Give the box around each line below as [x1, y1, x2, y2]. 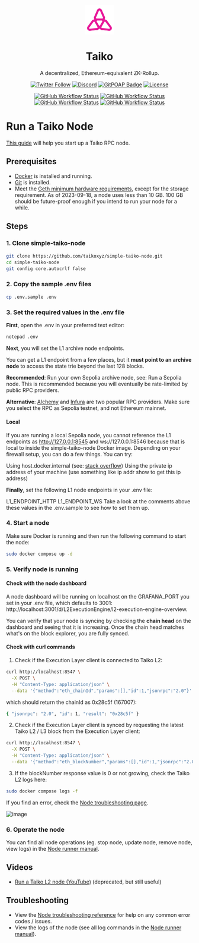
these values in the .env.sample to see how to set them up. [6, 504, 150, 511]
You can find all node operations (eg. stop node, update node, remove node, [6, 839, 192, 846]
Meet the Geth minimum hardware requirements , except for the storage [14, 185, 189, 192]
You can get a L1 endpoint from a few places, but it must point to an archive [6, 356, 192, 364]
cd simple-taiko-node [6, 259, 60, 266]
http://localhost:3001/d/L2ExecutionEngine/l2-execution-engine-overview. [6, 606, 188, 613]
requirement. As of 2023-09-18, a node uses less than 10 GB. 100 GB [14, 191, 184, 198]
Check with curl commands [6, 643, 75, 650]
